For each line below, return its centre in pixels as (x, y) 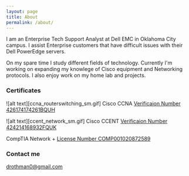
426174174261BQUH (31, 110)
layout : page (22, 11)
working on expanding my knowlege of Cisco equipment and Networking (95, 69)
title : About (22, 17)
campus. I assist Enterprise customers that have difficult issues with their (95, 45)
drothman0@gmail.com (34, 166)
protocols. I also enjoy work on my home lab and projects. (76, 75)
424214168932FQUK (31, 127)
